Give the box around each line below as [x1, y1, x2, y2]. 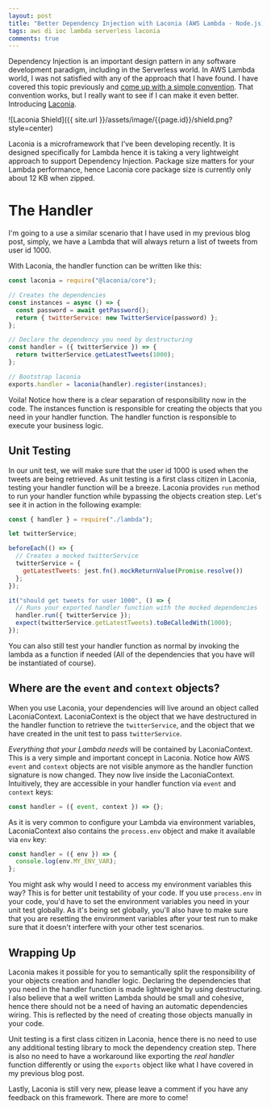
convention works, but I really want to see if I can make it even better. [8, 90, 240, 101]
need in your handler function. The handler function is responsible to [8, 412, 236, 422]
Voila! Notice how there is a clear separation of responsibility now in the [8, 394, 247, 404]
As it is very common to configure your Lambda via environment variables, [8, 817, 256, 827]
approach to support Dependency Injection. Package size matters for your [8, 156, 255, 166]
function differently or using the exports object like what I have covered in [8, 1060, 254, 1069]
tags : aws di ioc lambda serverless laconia [8, 27, 161, 35]
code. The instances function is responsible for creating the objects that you [8, 403, 262, 413]
